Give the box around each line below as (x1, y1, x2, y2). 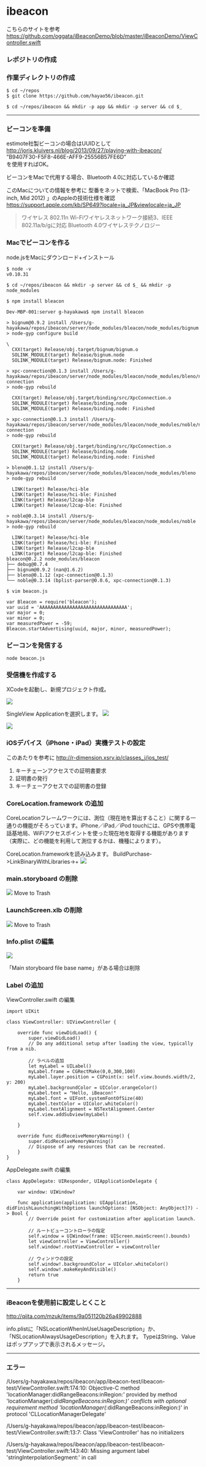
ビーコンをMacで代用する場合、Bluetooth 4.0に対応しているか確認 (6, 174, 175, 181)
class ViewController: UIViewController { (6, 1019, 116, 1026)
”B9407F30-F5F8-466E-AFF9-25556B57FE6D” (6, 153, 127, 161)
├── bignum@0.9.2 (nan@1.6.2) (6, 567, 84, 573)
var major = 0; (6, 610, 45, 616)
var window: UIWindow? (17, 1189, 75, 1195)
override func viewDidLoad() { (17, 1030, 97, 1036)
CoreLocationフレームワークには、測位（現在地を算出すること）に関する (6, 814, 191, 821)
